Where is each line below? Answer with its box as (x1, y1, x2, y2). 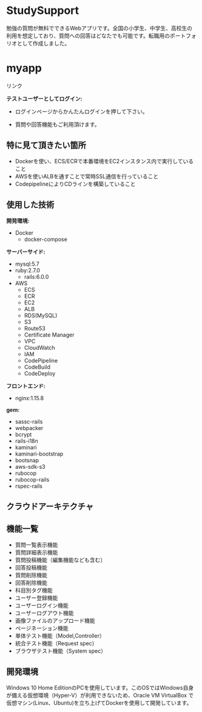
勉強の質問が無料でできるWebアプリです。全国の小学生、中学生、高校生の (6, 24, 193, 32)
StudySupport (6, 4, 79, 18)
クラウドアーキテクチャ (6, 501, 94, 511)
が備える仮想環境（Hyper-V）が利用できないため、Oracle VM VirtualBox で (6, 691, 194, 699)
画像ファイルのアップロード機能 (15, 617, 95, 624)
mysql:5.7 (15, 260, 39, 267)
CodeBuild (24, 363, 50, 371)
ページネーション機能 (15, 624, 69, 631)
